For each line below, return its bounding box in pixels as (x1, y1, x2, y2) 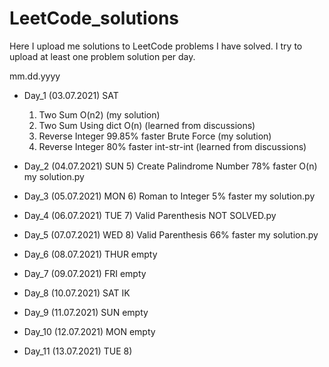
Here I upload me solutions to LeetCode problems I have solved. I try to (9, 40, 303, 52)
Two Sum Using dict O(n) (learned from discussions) (38, 119, 256, 131)
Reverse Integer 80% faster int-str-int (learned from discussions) (38, 140, 307, 152)
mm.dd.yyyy (9, 70, 61, 82)
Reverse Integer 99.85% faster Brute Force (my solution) (38, 130, 272, 142)
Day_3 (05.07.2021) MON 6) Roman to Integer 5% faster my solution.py (23, 190, 316, 202)
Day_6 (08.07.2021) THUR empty (23, 248, 158, 260)
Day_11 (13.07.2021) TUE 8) (23, 345, 133, 357)
